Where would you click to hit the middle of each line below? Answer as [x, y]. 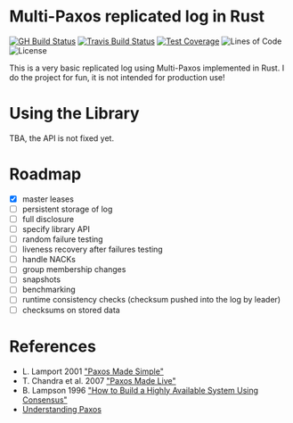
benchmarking [49, 290]
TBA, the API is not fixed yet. [61, 138]
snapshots [41, 279]
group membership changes [74, 270]
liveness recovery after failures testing [92, 249]
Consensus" [45, 400]
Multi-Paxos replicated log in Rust [137, 17]
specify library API [56, 229]
